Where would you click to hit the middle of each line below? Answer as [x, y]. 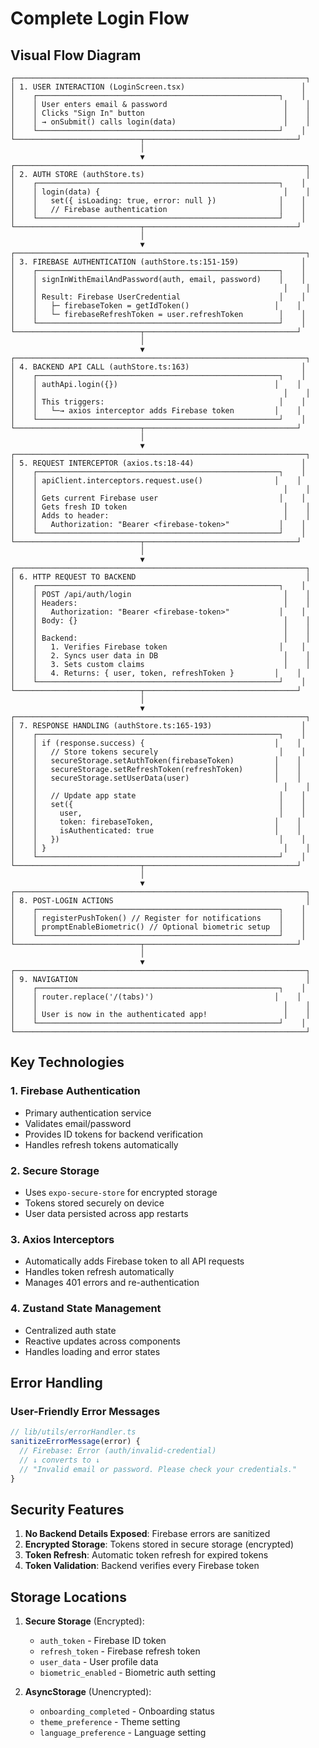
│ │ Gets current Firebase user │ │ [158, 498]
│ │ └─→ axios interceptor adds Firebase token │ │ [156, 411]
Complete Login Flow [100, 18]
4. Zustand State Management [86, 1309]
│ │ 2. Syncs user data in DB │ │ [160, 656]
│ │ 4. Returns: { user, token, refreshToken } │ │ [156, 673]
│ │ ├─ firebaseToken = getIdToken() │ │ [156, 306]
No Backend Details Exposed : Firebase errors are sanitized [147, 1534]
